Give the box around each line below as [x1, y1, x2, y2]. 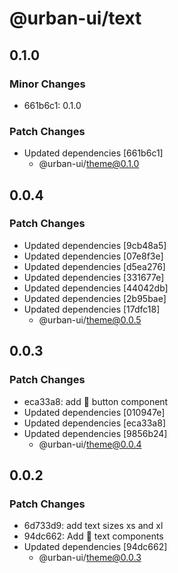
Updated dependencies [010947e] [23, 406, 166, 418]
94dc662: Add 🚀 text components [23, 530, 164, 542]
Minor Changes [9, 77, 86, 91]
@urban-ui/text [9, 7, 142, 30]
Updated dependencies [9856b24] [23, 427, 168, 439]
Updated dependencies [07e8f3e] [23, 250, 164, 262]
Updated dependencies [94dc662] [23, 541, 168, 553]
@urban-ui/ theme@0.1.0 [38, 158, 140, 170]
